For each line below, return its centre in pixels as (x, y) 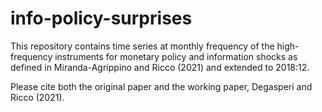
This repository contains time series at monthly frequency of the (142, 46)
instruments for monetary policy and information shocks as (176, 56)
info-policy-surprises (101, 18)
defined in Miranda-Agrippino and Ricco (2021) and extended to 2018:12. (160, 67)
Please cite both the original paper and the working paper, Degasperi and (161, 86)
